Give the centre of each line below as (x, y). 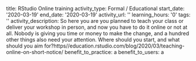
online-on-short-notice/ (35, 52)
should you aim (24, 46)
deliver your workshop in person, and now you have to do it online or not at (97, 27)
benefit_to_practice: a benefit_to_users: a (114, 52)
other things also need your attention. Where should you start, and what (93, 40)
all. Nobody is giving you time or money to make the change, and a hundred (98, 33)
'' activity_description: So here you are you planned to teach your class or (95, 21)
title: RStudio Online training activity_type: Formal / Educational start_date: (95, 9)
